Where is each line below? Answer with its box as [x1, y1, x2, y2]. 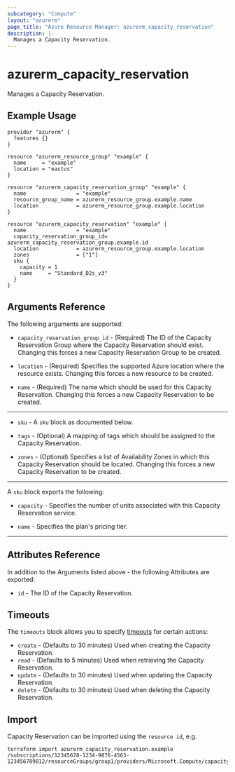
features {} [13, 135, 49, 142]
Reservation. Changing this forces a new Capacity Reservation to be [17, 390, 215, 398]
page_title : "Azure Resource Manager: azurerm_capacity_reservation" [7, 23, 215, 30]
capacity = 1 [20, 264, 58, 271]
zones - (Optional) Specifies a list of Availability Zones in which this [17, 452, 210, 461]
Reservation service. [17, 508, 77, 517]
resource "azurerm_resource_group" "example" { [7, 153, 149, 160]
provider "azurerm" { [7, 128, 71, 135]
